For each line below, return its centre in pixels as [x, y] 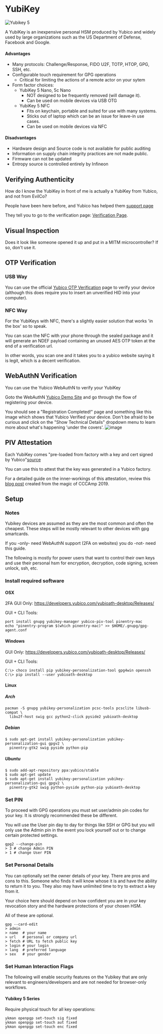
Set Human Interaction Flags [39, 966]
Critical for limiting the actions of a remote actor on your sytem [82, 80]
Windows [15, 641]
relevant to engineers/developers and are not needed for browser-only [76, 982]
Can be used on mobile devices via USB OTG [72, 100]
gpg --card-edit [21, 924]
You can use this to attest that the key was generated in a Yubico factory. [78, 469]
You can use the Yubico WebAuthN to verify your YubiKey [63, 388]
